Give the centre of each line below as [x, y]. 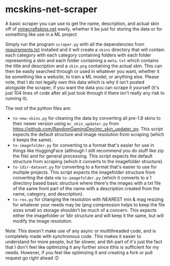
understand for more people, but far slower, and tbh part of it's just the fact [84, 242]
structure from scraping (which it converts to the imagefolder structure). [88, 161]
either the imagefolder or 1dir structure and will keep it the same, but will [88, 216]
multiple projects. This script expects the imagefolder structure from [84, 172]
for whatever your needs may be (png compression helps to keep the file [89, 204]
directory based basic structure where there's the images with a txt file [87, 183]
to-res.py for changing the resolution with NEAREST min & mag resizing [88, 199]
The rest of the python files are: [38, 108]
